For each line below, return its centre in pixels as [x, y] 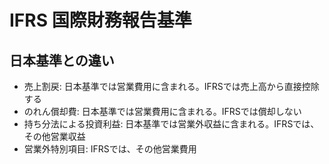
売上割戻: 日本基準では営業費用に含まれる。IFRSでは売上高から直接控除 [171, 86]
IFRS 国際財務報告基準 [100, 20]
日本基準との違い [62, 60]
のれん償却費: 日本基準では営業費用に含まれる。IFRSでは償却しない [162, 111]
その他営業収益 [54, 136]
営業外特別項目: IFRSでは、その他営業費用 [110, 149]
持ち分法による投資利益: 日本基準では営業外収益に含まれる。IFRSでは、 [171, 124]
